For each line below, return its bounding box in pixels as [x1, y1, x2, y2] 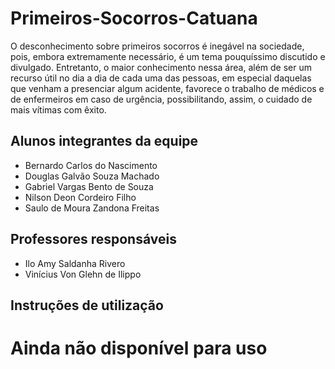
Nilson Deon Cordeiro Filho [24, 191, 137, 203]
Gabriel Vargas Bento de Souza [24, 180, 154, 192]
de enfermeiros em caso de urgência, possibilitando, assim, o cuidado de [10, 93, 313, 105]
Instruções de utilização [10, 297, 164, 314]
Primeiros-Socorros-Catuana [10, 7, 258, 30]
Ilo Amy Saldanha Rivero [24, 257, 126, 269]
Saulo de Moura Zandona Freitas [24, 202, 160, 214]
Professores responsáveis [10, 231, 177, 248]
